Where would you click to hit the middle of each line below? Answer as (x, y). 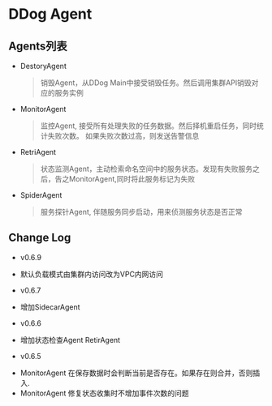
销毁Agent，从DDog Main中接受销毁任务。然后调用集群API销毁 (146, 83)
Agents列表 (38, 46)
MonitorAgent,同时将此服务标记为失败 (132, 179)
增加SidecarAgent (50, 307)
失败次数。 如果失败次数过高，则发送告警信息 (123, 136)
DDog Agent (50, 14)
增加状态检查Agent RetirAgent (70, 340)
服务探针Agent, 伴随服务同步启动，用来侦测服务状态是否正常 (141, 212)
